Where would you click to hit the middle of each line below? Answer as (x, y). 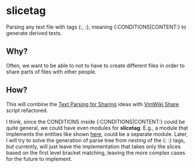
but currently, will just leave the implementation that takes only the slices (93, 146)
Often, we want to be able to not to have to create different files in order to (96, 65)
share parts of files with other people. (51, 72)
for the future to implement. (39, 159)
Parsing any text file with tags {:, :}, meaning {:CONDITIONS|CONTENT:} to (96, 27)
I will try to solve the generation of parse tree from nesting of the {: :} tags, (96, 140)
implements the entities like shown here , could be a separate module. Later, (97, 134)
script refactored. (27, 110)
